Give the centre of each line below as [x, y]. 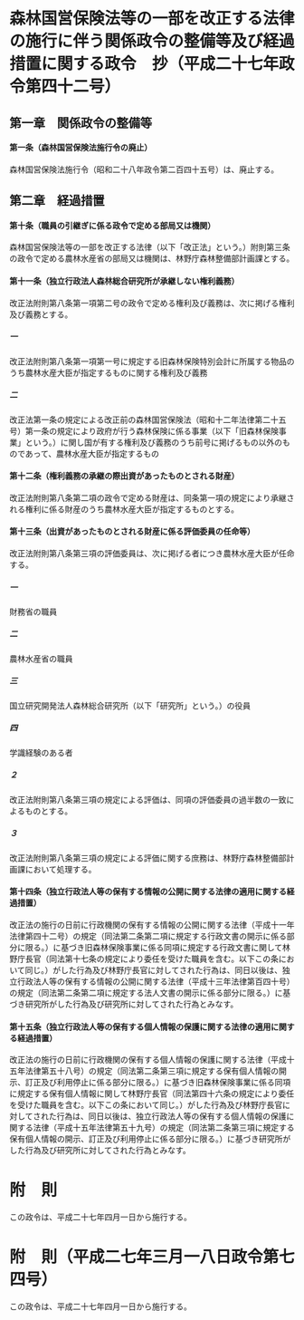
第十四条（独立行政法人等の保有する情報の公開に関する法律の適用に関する [148, 891]
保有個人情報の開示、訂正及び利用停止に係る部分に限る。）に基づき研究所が [150, 1139]
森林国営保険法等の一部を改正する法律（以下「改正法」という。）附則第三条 [150, 247]
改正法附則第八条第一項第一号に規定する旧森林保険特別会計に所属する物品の [152, 361]
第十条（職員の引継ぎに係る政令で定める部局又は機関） [112, 225]
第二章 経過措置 [57, 201]
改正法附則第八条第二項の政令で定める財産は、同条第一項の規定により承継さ [152, 497]
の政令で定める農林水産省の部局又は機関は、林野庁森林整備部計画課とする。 [152, 258]
